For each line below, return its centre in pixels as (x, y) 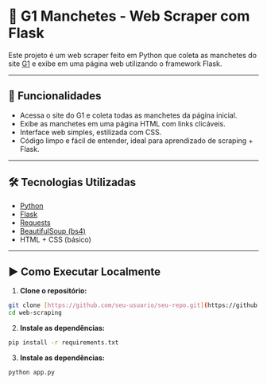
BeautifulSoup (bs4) (52, 231)
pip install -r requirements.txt (64, 343)
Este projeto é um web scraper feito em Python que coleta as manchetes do (132, 55)
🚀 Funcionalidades (55, 96)
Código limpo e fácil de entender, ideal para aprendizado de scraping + (136, 140)
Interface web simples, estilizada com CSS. (91, 132)
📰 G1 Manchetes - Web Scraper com (129, 16)
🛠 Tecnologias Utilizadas (72, 182)
